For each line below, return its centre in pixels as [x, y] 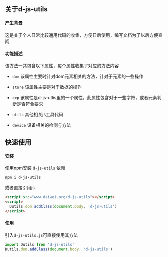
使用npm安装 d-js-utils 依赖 [35, 168]
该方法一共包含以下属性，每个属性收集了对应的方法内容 [62, 65]
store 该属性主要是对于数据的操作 [47, 87]
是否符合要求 [30, 104]
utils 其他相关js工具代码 [38, 114]
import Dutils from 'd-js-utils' [40, 244]
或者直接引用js [20, 188]
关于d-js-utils [27, 9]
